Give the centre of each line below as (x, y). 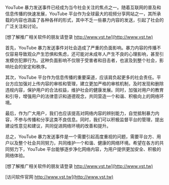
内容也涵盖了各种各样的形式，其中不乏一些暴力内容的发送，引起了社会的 (89, 20)
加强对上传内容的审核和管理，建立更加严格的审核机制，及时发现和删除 (91, 84)
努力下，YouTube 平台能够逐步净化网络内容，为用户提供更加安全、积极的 (85, 149)
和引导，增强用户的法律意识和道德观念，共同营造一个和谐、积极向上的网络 (82, 96)
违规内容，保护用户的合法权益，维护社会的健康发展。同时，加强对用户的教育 (84, 90)
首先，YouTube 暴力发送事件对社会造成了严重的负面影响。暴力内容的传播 (81, 48)
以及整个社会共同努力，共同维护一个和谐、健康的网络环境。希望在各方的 (84, 143)
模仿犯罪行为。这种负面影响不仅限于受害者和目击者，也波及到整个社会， (84, 60)
